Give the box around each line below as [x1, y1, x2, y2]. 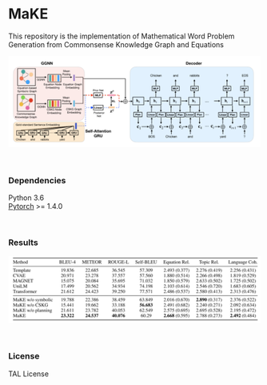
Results [8, 237, 38, 248]
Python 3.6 [8, 193, 45, 203]
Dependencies [8, 174, 66, 186]
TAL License [8, 369, 50, 379]
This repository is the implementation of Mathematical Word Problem [8, 31, 235, 41]
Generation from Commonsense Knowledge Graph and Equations [8, 39, 224, 49]
